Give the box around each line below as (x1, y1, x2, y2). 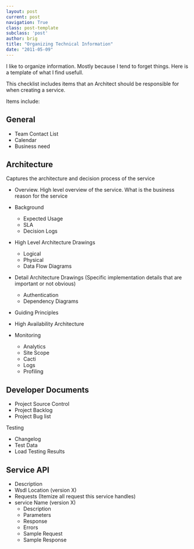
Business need (14, 143, 51, 150)
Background (14, 204, 44, 211)
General (6, 115, 36, 125)
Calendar (14, 136, 37, 143)
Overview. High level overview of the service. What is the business (14, 187, 175, 194)
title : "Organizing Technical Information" (6, 42, 114, 47)
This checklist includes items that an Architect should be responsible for (6, 80, 179, 87)
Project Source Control (14, 400, 70, 408)
